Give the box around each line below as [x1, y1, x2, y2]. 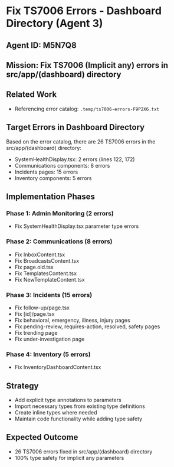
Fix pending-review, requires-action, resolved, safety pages [14, 323, 160, 330]
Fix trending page [14, 329, 58, 336]
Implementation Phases [6, 191, 96, 201]
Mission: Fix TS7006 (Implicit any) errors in [6, 60, 168, 70]
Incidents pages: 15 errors [14, 168, 78, 175]
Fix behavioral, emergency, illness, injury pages [14, 316, 131, 324]
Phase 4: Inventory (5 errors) [6, 350, 91, 358]
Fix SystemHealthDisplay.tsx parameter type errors [14, 223, 139, 230]
